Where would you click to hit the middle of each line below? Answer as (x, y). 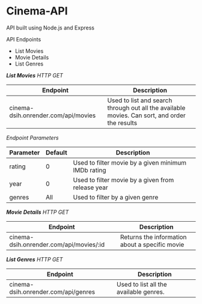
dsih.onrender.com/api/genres (52, 291)
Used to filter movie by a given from (124, 180)
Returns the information (153, 237)
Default (56, 153)
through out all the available (146, 108)
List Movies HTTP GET (35, 75)
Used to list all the (142, 284)
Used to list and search (140, 100)
